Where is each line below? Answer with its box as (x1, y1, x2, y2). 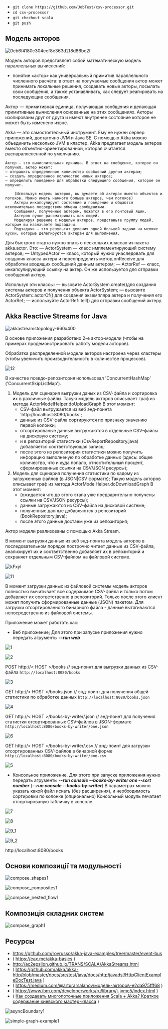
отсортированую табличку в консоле (12, 798, 93, 804)
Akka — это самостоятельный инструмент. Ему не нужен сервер (5, 129, 145, 135)
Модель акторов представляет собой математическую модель (5, 57, 141, 63)
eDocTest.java (12, 977, 42, 983)
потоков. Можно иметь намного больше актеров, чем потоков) (5, 196, 134, 201)
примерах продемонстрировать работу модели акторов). (5, 340, 130, 346)
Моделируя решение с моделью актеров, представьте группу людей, (14, 218, 154, 223)
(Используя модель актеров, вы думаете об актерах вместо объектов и (14, 191, 163, 196)
